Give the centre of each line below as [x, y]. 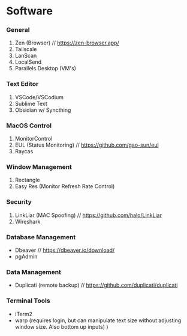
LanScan [26, 56]
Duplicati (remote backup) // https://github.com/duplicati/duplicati [96, 285]
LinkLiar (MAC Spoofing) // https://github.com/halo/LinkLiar [88, 215]
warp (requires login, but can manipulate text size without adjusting [98, 320]
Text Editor [22, 84]
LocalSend [28, 62]
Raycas [24, 151]
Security [19, 202]
